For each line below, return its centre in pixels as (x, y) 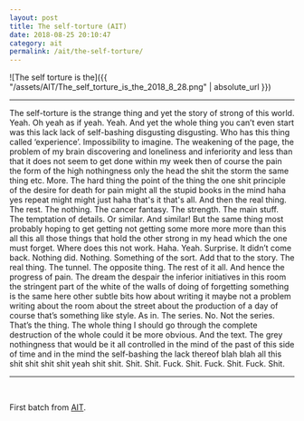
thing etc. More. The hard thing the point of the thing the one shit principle (148, 181)
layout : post (34, 18)
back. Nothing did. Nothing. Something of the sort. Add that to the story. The (152, 258)
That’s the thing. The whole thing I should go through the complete (133, 325)
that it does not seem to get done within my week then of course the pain (146, 162)
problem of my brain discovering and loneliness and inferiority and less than (151, 152)
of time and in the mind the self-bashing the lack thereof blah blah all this (146, 354)
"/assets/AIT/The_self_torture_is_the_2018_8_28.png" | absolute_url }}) (140, 87)
